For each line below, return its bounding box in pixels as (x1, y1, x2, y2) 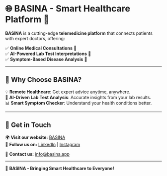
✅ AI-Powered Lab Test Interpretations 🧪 (5, 51, 91, 57)
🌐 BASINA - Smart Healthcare (5, 3, 131, 14)
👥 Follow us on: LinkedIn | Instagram (5, 141, 81, 147)
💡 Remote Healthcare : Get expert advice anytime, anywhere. (5, 89, 131, 95)
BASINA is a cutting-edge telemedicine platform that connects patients (5, 30, 153, 36)
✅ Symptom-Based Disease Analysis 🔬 (5, 56, 87, 62)
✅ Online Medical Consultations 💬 (5, 45, 77, 51)
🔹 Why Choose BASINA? (5, 75, 82, 84)
